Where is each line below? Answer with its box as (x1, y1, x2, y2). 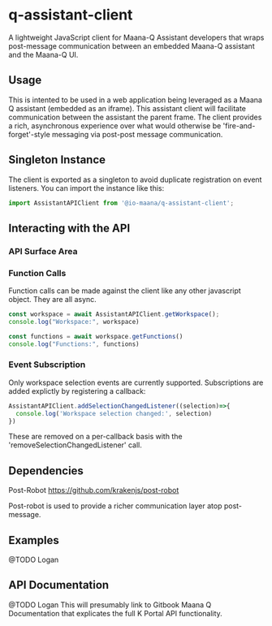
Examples (8, 533, 59, 547)
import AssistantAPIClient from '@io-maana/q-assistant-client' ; (8, 199, 234, 207)
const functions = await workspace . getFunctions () (8, 332, 183, 340)
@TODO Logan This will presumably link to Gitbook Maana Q (8, 599, 212, 610)
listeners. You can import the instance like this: (8, 183, 165, 192)
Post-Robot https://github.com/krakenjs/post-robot (8, 486, 179, 495)
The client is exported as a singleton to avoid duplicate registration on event (8, 175, 262, 184)
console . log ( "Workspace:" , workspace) (8, 317, 140, 326)
